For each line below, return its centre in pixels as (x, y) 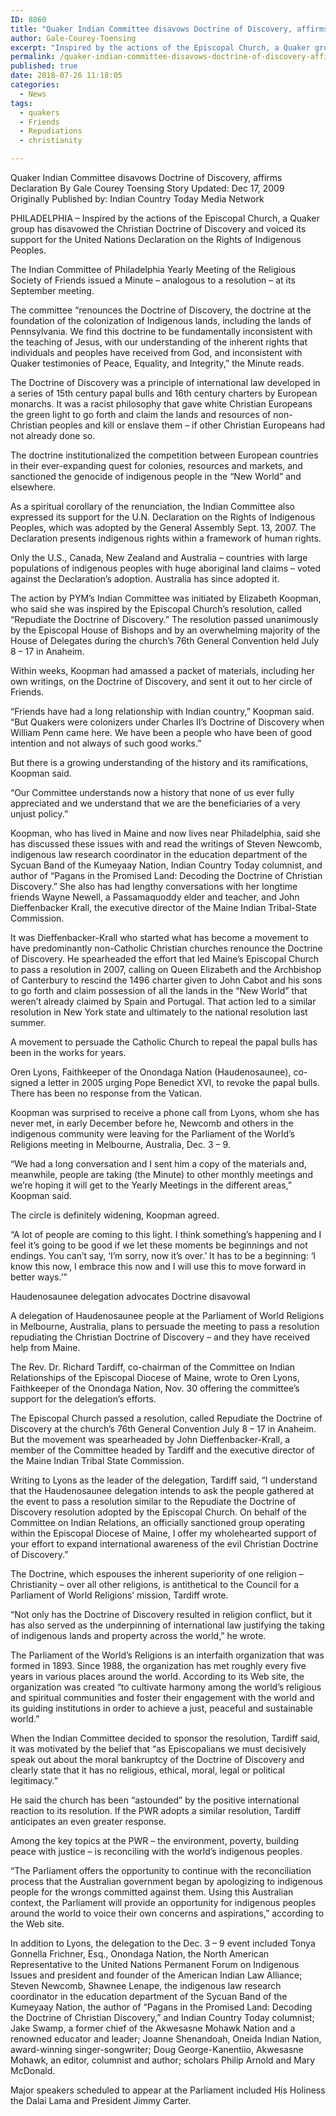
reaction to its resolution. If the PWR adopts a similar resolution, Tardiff (156, 1810)
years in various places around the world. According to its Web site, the (157, 1676)
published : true (44, 66)
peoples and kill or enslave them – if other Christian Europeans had (187, 425)
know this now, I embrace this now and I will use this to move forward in (158, 1266)
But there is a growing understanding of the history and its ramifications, (159, 762)
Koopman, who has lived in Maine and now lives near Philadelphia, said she (166, 833)
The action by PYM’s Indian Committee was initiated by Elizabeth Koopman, (166, 598)
